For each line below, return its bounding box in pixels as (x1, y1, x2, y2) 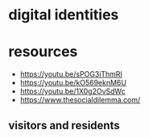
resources (8, 43, 78, 61)
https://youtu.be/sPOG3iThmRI (19, 69, 123, 79)
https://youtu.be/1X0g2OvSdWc (19, 86, 126, 96)
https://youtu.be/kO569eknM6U (19, 78, 127, 88)
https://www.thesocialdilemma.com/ (19, 95, 141, 105)
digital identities (8, 6, 119, 24)
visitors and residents (8, 119, 120, 132)
